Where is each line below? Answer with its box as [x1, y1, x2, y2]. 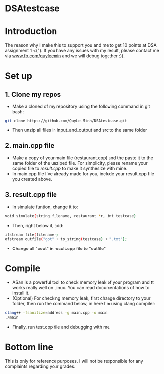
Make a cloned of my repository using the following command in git [12, 103, 150, 110]
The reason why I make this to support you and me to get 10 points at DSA [5, 42, 157, 48]
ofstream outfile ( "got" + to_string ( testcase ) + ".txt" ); [5, 237, 127, 242]
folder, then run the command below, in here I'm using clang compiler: [12, 301, 156, 307]
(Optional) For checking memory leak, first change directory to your [12, 295, 151, 301]
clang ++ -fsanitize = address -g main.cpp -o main [5, 310, 108, 315]
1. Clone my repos [5, 90, 61, 99]
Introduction [5, 26, 57, 37]
